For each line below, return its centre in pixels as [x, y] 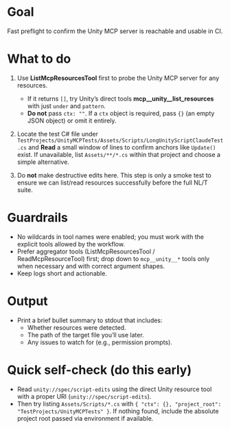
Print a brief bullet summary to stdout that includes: [90, 320]
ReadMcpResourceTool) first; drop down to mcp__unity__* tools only [113, 258]
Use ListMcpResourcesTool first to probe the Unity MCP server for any [118, 78]
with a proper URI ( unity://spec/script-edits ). [84, 396]
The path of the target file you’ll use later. [85, 335]
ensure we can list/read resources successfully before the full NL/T [112, 182]
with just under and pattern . [67, 106]
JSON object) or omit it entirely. [72, 121]
